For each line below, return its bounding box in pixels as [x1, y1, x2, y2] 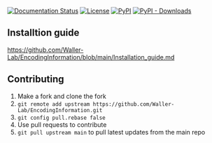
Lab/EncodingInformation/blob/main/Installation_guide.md [7, 53, 175, 61]
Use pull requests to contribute [17, 120, 107, 129]
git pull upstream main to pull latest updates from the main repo [17, 128, 206, 136]
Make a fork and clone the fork [17, 92, 106, 100]
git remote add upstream [17, 100, 90, 108]
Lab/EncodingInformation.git [17, 107, 103, 114]
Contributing [7, 74, 64, 86]
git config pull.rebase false [17, 114, 106, 121]
